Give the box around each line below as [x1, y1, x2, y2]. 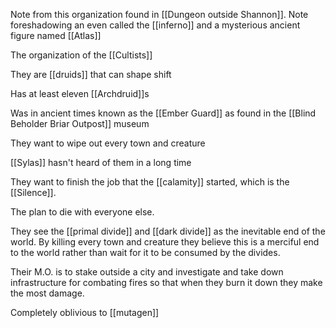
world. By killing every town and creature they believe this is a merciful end [10, 236, 320, 248]
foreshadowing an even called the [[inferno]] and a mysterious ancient [10, 19, 301, 31]
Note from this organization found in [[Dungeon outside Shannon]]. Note [10, 9, 309, 20]
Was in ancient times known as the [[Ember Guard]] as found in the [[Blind [10, 107, 317, 119]
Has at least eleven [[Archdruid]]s [10, 88, 150, 99]
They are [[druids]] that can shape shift [10, 69, 172, 80]
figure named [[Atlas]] [10, 30, 102, 41]
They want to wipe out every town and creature [10, 137, 206, 149]
